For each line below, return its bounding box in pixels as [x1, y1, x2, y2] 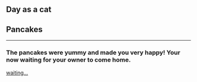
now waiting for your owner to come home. [6, 56, 131, 64]
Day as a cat [6, 5, 52, 15]
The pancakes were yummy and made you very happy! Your [6, 49, 181, 57]
